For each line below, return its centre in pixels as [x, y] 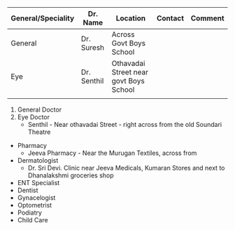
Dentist [28, 190]
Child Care [33, 220]
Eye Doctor [34, 117]
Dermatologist [38, 160]
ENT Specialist [38, 183]
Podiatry [29, 212]
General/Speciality [43, 18]
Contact [170, 18]
